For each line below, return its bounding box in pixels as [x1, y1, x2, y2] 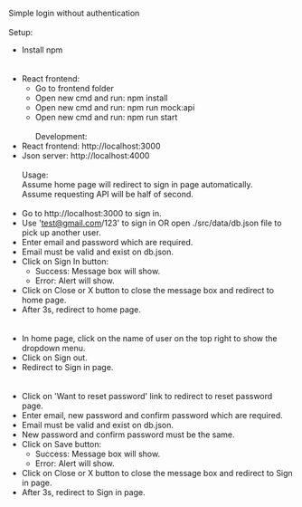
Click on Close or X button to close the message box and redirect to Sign [21, 468, 293, 478]
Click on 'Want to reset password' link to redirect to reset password [21, 391, 273, 401]
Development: [34, 131, 88, 141]
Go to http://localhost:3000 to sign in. [21, 208, 162, 218]
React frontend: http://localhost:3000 [21, 140, 161, 151]
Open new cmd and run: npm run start [34, 112, 178, 122]
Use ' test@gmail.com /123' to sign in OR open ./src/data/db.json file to [21, 217, 282, 228]
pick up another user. [21, 227, 101, 238]
